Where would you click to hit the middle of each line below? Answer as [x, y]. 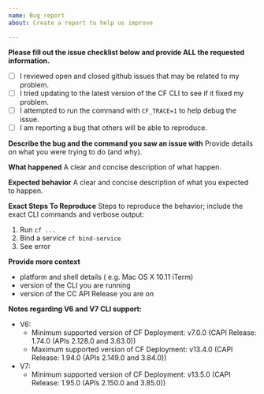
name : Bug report [37, 15]
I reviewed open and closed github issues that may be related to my [129, 76]
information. [29, 61]
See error [35, 246]
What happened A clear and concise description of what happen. [115, 167]
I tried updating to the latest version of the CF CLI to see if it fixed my [132, 93]
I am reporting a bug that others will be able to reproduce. [113, 128]
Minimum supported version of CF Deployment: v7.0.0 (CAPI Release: [144, 333]
